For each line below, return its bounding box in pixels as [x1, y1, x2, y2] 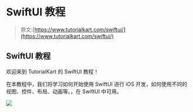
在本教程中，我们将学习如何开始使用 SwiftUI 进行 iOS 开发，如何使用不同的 [6, 80, 188, 87]
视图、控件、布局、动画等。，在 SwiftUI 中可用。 [6, 88, 122, 95]
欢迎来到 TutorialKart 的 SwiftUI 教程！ [6, 68, 99, 75]
